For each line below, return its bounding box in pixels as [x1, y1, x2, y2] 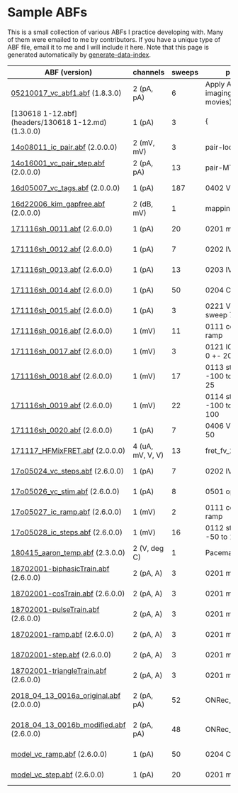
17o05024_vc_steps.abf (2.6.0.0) [11, 466, 124, 476]
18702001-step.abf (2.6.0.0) [11, 650, 112, 660]
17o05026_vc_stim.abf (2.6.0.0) [11, 486, 120, 496]
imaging [205, 88, 232, 98]
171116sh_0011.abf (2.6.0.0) [11, 224, 113, 234]
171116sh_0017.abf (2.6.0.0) [11, 346, 113, 356]
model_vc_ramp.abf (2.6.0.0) [11, 749, 108, 759]
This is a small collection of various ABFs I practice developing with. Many [7, 28, 224, 36]
